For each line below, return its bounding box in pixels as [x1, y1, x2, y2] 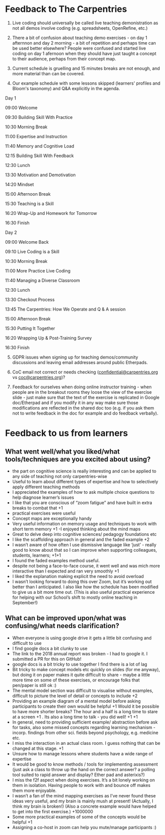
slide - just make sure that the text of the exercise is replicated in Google [12, 394, 160, 400]
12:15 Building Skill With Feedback [5, 153, 74, 158]
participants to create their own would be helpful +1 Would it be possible [12, 703, 159, 709]
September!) [12, 599, 38, 605]
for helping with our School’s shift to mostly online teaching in [12, 594, 138, 600]
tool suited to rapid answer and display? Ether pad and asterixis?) [12, 772, 145, 778]
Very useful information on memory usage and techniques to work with [12, 521, 157, 526]
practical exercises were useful [12, 510, 76, 516]
